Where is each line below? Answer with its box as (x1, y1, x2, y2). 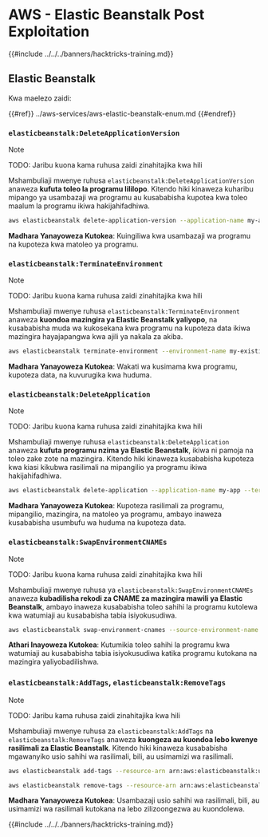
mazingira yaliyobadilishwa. (8, 657, 100, 667)
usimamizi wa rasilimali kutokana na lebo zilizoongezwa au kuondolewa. (8, 804, 245, 814)
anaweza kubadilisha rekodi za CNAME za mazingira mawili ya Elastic (8, 593, 243, 603)
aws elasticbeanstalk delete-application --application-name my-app (8, 487, 241, 495)
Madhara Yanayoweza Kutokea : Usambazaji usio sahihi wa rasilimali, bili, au (8, 796, 260, 805)
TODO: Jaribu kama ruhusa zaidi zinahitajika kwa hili (8, 710, 181, 720)
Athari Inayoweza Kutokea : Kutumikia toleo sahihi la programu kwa (8, 640, 230, 649)
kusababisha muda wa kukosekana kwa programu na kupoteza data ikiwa (8, 323, 251, 333)
